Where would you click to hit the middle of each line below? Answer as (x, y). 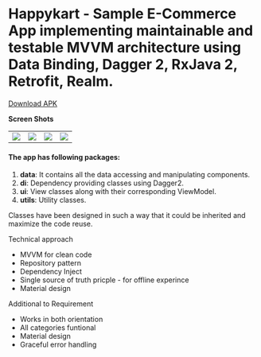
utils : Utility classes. (53, 200)
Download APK (33, 103)
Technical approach (41, 239)
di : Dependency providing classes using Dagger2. (102, 183)
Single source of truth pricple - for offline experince (104, 280)
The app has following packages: (64, 157)
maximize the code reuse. (51, 224)
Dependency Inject (51, 272)
